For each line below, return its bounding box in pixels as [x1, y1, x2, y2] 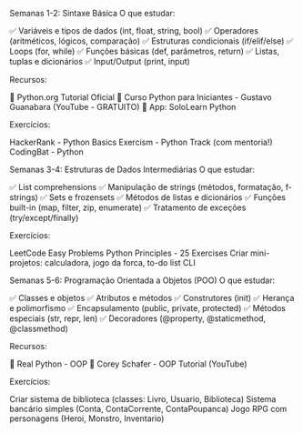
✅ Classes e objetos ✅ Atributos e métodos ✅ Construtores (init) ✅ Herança [9, 293, 295, 303]
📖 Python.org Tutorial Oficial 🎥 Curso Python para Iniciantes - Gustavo [9, 92, 273, 103]
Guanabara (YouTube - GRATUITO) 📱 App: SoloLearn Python [9, 102, 237, 112]
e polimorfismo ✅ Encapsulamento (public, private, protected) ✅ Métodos [9, 303, 287, 313]
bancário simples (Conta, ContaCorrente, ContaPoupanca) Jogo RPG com [9, 404, 288, 414]
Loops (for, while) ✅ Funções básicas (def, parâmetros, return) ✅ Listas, [9, 45, 280, 56]
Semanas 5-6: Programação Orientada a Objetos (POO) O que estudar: [9, 275, 276, 286]
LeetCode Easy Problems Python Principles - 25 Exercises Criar [9, 247, 248, 258]
